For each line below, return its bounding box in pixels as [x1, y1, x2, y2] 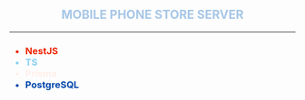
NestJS [25, 44, 59, 57]
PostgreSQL [25, 78, 80, 91]
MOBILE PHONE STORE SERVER [61, 7, 244, 23]
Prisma [25, 67, 57, 79]
